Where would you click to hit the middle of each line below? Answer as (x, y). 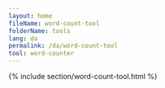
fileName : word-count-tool (54, 23)
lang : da (23, 38)
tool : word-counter (41, 53)
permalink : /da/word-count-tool (63, 46)
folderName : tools (39, 31)
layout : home (30, 16)
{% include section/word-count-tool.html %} (83, 76)
